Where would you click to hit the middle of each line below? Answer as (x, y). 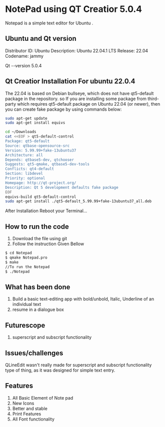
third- (153, 99)
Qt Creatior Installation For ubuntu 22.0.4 (70, 81)
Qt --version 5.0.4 (24, 65)
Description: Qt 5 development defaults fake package (62, 187)
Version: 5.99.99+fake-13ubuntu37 (41, 150)
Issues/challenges (34, 353)
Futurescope (25, 325)
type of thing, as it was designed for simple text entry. (60, 370)
